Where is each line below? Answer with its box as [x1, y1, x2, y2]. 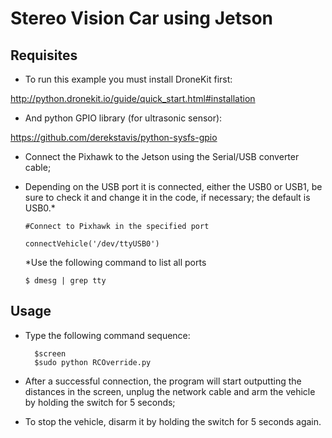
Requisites [10, 47, 78, 64]
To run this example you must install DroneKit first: [24, 73, 233, 85]
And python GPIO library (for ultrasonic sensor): [24, 112, 223, 124]
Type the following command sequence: [24, 329, 191, 341]
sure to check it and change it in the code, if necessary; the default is [24, 192, 311, 203]
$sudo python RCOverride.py [34, 357, 152, 367]
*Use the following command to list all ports [24, 257, 207, 268]
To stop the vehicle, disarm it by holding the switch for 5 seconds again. [24, 415, 322, 427]
